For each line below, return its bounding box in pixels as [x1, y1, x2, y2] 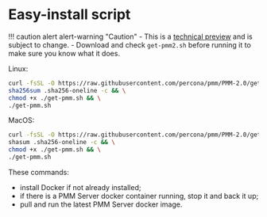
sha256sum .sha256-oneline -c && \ [8, 86, 126, 94]
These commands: [8, 167, 70, 177]
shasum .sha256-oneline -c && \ [8, 139, 115, 147]
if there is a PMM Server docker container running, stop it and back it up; [19, 191, 259, 200]
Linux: [8, 63, 29, 73]
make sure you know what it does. [8, 48, 121, 58]
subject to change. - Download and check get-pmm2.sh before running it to [8, 40, 252, 49]
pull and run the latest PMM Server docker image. [19, 200, 183, 209]
